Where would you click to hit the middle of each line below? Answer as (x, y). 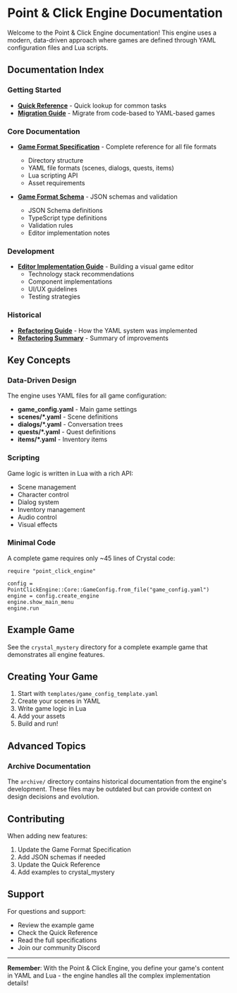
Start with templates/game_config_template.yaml (88, 694)
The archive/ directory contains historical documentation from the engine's (117, 782)
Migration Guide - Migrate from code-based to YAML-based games (116, 113)
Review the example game (56, 925)
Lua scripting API (53, 175)
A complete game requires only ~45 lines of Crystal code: (91, 558)
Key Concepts (39, 360)
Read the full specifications (57, 940)
